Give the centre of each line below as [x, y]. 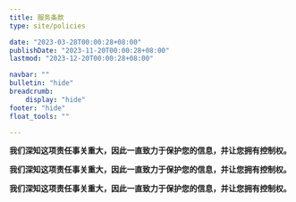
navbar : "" [30, 75]
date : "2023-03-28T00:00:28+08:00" [76, 42]
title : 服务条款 [37, 17]
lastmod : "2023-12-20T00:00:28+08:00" [81, 59]
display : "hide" [56, 99]
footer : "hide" [38, 108]
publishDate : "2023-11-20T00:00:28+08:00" [89, 50]
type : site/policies [48, 26]
